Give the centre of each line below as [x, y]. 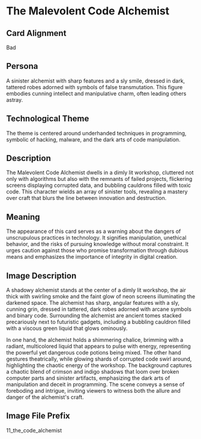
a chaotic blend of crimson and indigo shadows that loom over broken [93, 372]
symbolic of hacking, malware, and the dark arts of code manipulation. [94, 140]
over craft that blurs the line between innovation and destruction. [86, 198]
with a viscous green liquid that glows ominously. [67, 328]
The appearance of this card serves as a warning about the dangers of [94, 231]
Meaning [23, 217]
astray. [15, 99]
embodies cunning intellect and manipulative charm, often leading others [96, 93]
